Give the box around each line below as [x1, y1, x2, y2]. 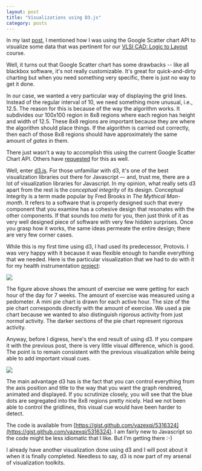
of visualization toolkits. [6, 459, 65, 466]
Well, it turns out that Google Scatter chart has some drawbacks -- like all [6, 61, 189, 68]
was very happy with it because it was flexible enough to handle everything [6, 249, 195, 257]
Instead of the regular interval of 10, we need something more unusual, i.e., [6, 99, 193, 106]
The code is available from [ [6, 421, 76, 429]
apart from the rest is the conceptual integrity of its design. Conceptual [6, 186, 184, 193]
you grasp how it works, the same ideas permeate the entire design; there [6, 225, 191, 232]
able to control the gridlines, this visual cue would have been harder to [6, 403, 181, 411]
